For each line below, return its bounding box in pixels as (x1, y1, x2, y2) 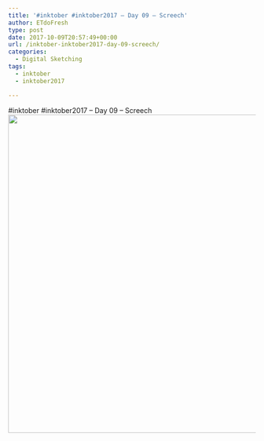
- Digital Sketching (15, 56, 82, 64)
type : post (8, 26, 44, 34)
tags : (8, 63, 26, 71)
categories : (8, 48, 47, 56)
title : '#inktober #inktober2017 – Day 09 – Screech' (8, 11, 189, 20)
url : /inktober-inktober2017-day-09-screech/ (8, 41, 159, 49)
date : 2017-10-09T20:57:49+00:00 (8, 33, 118, 42)
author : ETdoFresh (8, 19, 68, 27)
